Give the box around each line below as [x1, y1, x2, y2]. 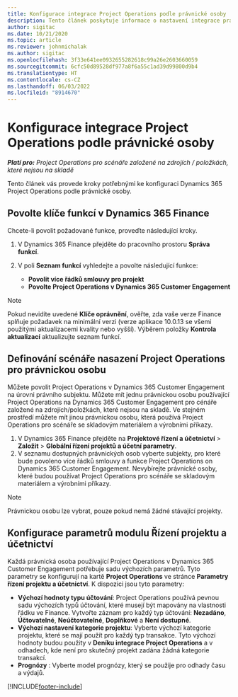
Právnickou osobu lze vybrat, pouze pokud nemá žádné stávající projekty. [7, 507, 223, 515]
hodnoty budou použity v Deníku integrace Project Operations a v [17, 638, 213, 647]
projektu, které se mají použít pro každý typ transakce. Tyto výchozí [17, 630, 216, 639]
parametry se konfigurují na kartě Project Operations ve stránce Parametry [7, 572, 229, 580]
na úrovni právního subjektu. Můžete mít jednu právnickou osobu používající [7, 390, 230, 398]
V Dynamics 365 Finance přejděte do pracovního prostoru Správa [17, 240, 210, 248]
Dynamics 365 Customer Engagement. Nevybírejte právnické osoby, [17, 464, 217, 473]
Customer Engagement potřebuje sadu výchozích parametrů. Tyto [7, 564, 200, 573]
